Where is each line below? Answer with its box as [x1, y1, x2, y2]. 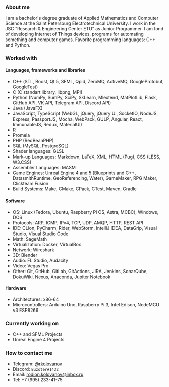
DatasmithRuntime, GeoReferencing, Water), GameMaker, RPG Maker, [12, 175, 158, 181]
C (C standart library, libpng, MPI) [12, 89, 83, 95]
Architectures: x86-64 [12, 296, 59, 302]
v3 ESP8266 [12, 307, 39, 313]
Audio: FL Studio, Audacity [12, 257, 68, 263]
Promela [12, 132, 30, 138]
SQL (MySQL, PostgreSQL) [12, 143, 69, 149]
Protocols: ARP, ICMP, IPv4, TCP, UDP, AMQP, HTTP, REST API [12, 219, 144, 226]
